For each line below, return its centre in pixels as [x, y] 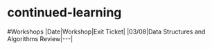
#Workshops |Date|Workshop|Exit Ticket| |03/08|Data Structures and [106, 32]
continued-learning [64, 13]
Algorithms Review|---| [40, 38]
